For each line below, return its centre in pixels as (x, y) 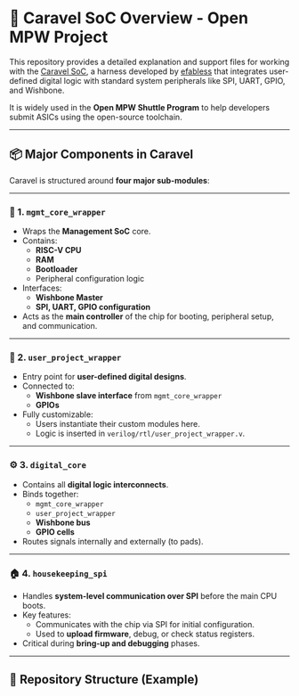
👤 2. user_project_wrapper (65, 357)
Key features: (46, 615)
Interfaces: (42, 288)
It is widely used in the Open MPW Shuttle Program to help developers (139, 107)
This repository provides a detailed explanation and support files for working (149, 61)
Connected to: (48, 386)
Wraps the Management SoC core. (86, 232)
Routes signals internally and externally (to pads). (113, 541)
